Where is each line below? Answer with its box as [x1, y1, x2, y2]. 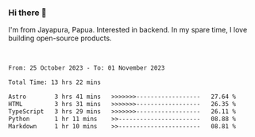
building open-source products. [8, 33, 113, 43]
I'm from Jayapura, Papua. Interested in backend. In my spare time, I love [8, 25, 248, 35]
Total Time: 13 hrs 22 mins [8, 78, 102, 86]
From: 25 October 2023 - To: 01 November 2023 [8, 64, 165, 72]
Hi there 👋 [8, 7, 48, 18]
